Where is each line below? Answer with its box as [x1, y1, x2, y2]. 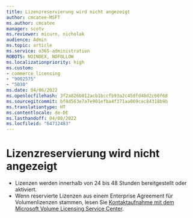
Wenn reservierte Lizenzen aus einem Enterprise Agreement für [14, 192, 173, 199]
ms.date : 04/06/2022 [6, 87, 58, 93]
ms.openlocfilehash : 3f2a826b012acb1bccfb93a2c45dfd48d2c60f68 [6, 93, 168, 99]
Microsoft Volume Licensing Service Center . [14, 205, 124, 213]
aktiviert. [14, 186, 37, 193]
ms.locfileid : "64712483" [6, 121, 71, 127]
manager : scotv [6, 25, 44, 32]
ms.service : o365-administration [6, 48, 90, 54]
